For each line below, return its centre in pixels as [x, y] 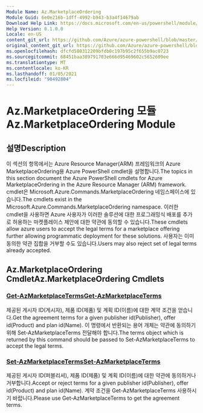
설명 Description [36, 148]
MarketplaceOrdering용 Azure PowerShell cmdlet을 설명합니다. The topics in [100, 171]
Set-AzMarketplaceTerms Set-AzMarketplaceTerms [83, 362]
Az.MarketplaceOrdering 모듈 [81, 111]
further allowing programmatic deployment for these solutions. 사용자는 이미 [100, 236]
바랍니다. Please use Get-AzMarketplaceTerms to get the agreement [96, 398]
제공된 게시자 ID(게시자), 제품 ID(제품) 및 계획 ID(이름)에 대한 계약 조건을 [92, 310]
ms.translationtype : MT [36, 62]
